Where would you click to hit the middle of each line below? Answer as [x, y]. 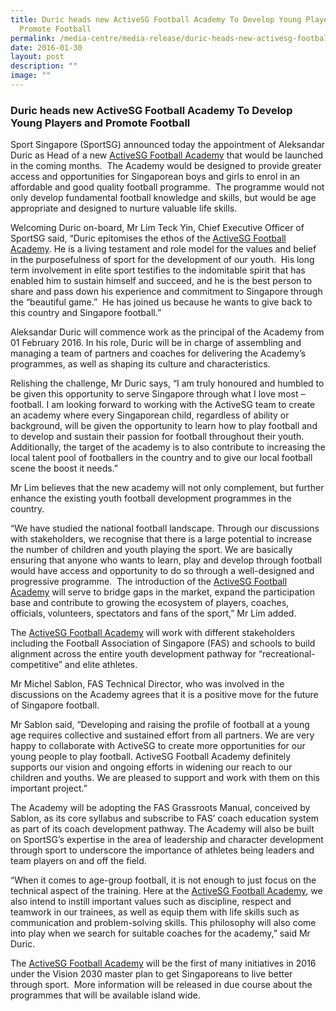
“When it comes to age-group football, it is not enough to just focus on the [163, 880]
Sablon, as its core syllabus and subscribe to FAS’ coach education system [164, 818]
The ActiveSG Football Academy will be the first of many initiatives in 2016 [163, 963]
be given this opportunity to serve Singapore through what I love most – [158, 394]
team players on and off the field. [78, 861]
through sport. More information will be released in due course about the [161, 985]
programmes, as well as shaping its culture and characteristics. [140, 364]
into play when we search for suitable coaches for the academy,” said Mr [160, 933]
